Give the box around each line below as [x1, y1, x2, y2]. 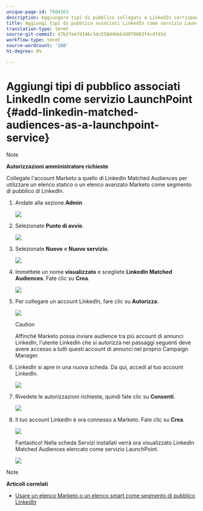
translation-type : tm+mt [6, 25, 69, 32]
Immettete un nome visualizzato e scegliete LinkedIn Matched [14, 268, 173, 275]
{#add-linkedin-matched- [6, 105, 139, 119]
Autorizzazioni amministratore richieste [6, 163, 109, 170]
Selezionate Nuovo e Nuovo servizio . [14, 245, 109, 252]
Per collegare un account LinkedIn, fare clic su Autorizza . [14, 298, 159, 305]
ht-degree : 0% [6, 48, 42, 54]
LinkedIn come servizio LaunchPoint [6, 92, 193, 106]
